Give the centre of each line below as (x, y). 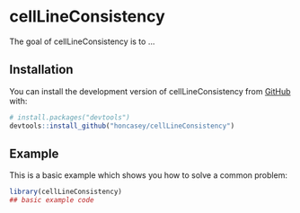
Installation (41, 70)
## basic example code (52, 200)
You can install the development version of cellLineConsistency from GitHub (150, 91)
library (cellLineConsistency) (66, 192)
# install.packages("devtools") (70, 117)
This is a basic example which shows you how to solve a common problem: (148, 175)
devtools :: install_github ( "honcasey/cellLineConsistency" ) (122, 126)
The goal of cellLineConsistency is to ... (82, 41)
